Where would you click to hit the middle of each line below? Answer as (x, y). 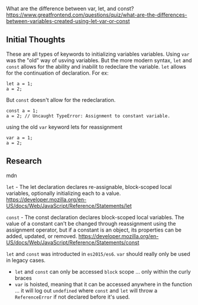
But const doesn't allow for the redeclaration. (61, 99)
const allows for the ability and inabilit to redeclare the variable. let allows (96, 66)
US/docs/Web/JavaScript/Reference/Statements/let (69, 206)
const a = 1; (22, 111)
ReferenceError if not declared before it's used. (72, 297)
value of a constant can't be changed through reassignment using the (91, 223)
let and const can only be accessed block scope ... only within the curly (103, 271)
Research (24, 161)
